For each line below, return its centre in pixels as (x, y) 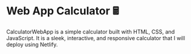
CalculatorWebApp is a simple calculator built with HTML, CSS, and (91, 31)
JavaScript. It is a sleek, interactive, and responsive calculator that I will (96, 38)
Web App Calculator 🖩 (63, 11)
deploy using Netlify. (32, 44)
